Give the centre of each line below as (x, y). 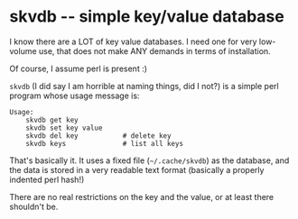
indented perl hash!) (47, 179)
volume (23, 50)
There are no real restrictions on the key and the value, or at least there (142, 196)
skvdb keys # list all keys (104, 143)
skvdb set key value (64, 128)
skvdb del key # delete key (98, 136)
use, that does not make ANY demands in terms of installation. (155, 50)
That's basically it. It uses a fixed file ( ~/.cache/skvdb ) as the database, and (149, 160)
